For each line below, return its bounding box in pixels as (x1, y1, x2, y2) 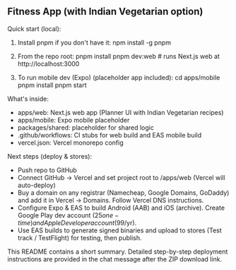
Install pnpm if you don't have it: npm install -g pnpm (17, 38, 172, 47)
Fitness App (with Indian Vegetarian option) (7, 6, 203, 18)
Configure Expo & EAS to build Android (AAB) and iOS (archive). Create (17, 203, 225, 212)
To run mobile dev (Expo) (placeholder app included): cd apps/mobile (17, 73, 220, 81)
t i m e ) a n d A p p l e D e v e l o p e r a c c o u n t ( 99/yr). (17, 218, 137, 227)
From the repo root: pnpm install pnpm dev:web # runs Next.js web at (17, 52, 220, 60)
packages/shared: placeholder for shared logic (17, 123, 154, 132)
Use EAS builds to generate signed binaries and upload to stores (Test (17, 226, 223, 235)
